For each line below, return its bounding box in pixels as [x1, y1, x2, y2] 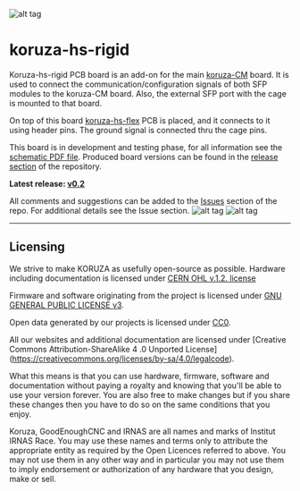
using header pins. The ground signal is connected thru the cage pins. [9, 124, 268, 135]
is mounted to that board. [9, 97, 103, 108]
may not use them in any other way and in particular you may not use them [9, 454, 284, 465]
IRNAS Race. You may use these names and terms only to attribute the [9, 435, 269, 446]
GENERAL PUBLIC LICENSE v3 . [9, 300, 125, 310]
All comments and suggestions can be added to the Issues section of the [9, 195, 278, 206]
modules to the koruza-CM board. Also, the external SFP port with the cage [9, 88, 287, 98]
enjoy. [9, 408, 32, 419]
